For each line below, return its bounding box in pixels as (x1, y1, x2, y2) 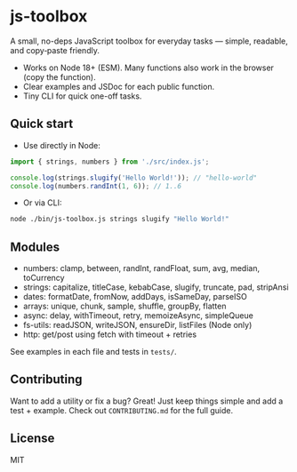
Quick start (10, 116, 74, 132)
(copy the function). (22, 71, 96, 82)
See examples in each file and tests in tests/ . (10, 347, 177, 357)
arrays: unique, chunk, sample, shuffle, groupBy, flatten (22, 300, 227, 312)
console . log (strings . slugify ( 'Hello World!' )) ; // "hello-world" (10, 173, 257, 182)
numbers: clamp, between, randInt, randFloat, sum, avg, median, (22, 263, 261, 274)
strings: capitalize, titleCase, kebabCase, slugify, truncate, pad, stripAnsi (22, 282, 289, 292)
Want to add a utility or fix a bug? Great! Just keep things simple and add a (10, 396, 284, 406)
